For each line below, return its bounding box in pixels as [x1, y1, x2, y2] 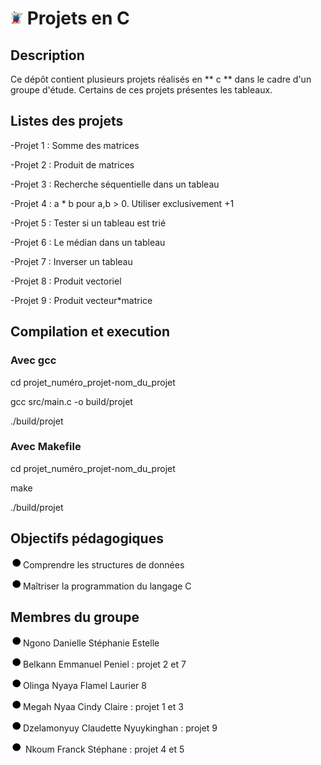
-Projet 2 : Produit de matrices [10, 158, 135, 171]
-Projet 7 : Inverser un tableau [10, 255, 133, 267]
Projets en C [26, 7, 130, 30]
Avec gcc [10, 353, 57, 367]
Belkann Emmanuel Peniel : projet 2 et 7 [23, 658, 187, 671]
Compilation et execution [10, 323, 170, 341]
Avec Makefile [10, 440, 82, 454]
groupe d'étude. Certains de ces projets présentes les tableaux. [10, 84, 273, 96]
